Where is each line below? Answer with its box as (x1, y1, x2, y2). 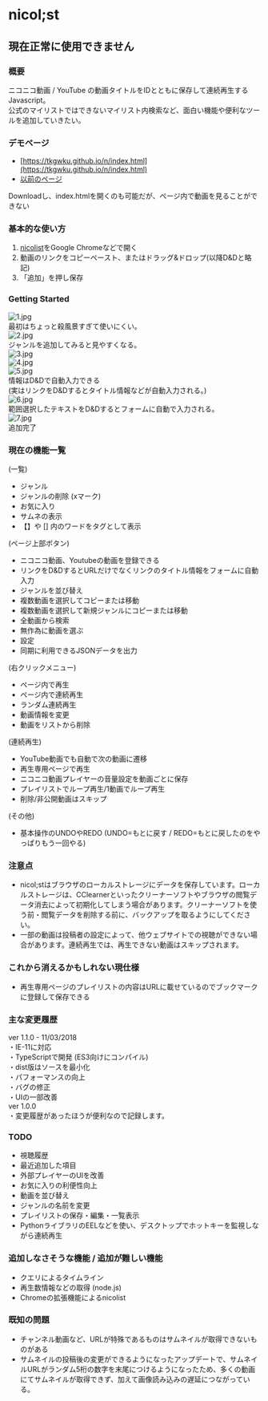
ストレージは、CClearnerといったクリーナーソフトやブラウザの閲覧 (26, 890, 250, 900)
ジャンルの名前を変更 (19, 1201, 90, 1210)
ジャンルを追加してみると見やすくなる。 (8, 339, 142, 350)
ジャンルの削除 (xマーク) (19, 492, 102, 501)
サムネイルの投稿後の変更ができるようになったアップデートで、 (19, 1354, 230, 1364)
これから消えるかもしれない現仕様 (8, 962, 140, 974)
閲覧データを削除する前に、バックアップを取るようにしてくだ (41, 910, 244, 920)
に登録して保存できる (19, 992, 90, 1002)
